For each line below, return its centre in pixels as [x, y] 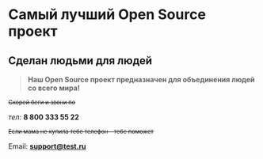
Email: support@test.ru [47, 146]
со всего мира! [54, 88]
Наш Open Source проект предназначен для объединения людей [141, 79]
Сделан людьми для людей [80, 61]
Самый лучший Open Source [107, 15]
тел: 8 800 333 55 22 [44, 117]
